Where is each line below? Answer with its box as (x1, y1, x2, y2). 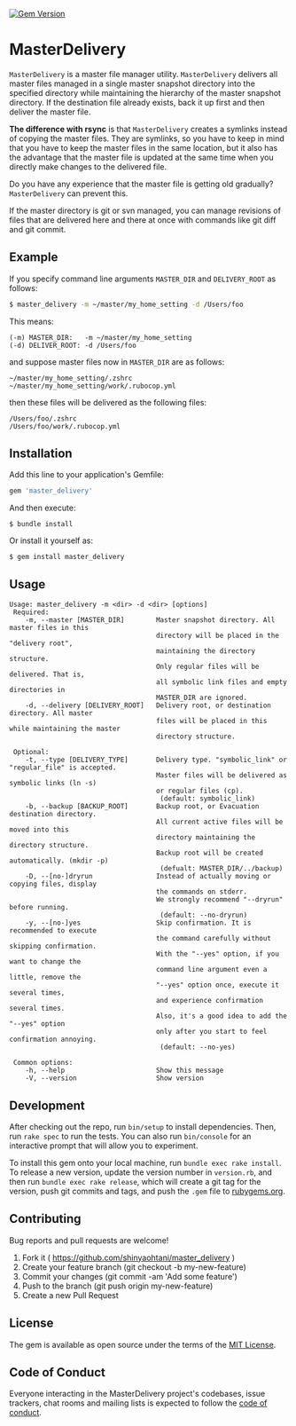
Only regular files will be (155, 662, 260, 672)
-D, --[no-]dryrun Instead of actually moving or (25, 872, 272, 881)
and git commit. (9, 224, 66, 234)
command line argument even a (155, 965, 268, 974)
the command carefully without (155, 934, 272, 943)
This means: (9, 316, 55, 327)
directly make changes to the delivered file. (9, 161, 167, 172)
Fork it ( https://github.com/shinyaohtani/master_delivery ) (21, 1252, 236, 1263)
